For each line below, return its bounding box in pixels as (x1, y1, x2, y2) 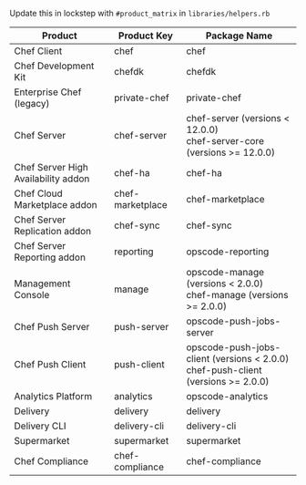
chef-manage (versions (186, 289, 289, 301)
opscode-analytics (186, 390, 269, 402)
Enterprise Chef (14, 86, 82, 98)
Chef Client (14, 45, 63, 57)
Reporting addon (14, 251, 87, 263)
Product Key (117, 29, 173, 42)
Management (14, 277, 71, 290)
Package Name (205, 29, 273, 42)
